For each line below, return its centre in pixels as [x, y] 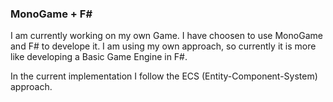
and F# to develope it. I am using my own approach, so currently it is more [163, 46]
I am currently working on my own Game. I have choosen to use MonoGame [166, 36]
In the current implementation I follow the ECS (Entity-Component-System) [164, 76]
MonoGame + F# [51, 14]
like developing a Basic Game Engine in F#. [99, 57]
